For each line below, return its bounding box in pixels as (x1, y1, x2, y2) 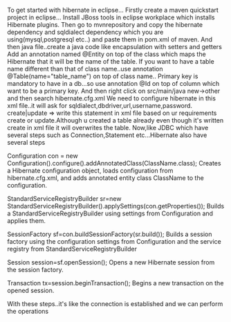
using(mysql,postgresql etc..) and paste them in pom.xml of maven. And (7, 35, 213, 44)
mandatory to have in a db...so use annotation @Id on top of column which (7, 80, 220, 87)
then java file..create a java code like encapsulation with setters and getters (7, 43, 223, 51)
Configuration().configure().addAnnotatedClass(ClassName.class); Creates (7, 159, 221, 167)
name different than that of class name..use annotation (7, 65, 164, 73)
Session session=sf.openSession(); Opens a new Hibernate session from (7, 258, 215, 266)
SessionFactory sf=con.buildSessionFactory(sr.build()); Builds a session (7, 230, 212, 238)
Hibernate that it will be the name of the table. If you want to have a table (7, 57, 214, 65)
